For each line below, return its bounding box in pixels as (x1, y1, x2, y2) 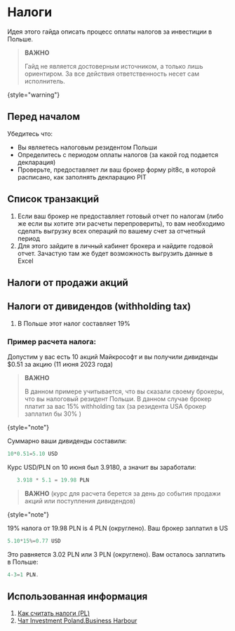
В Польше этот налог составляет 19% (17, 319, 131, 327)
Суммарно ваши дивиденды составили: (7, 437, 128, 445)
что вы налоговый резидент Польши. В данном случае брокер (24, 395, 212, 403)
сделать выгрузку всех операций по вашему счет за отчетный (17, 226, 206, 235)
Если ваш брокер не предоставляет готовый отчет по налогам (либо (17, 212, 224, 220)
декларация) (17, 158, 56, 166)
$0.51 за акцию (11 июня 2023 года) (7, 360, 114, 369)
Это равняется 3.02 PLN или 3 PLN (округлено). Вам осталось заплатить (7, 550, 226, 558)
